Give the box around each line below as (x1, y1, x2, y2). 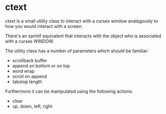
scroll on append (12, 73, 47, 79)
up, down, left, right (12, 103, 53, 109)
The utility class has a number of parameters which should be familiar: (5, 48, 149, 54)
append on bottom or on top (12, 63, 70, 69)
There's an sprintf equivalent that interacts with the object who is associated (5, 33, 162, 39)
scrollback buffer (12, 57, 48, 63)
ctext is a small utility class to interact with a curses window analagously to (5, 18, 158, 24)
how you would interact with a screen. (5, 23, 83, 29)
